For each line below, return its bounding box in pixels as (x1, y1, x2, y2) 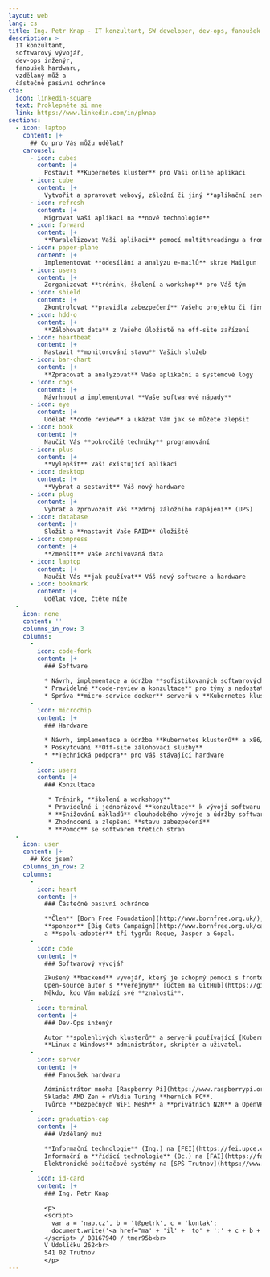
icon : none (22, 610, 59, 618)
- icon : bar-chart (29, 355, 92, 364)
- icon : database (29, 512, 88, 521)
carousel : (22, 146, 56, 154)
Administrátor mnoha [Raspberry (43, 1085, 153, 1094)
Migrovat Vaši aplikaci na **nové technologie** (43, 214, 211, 222)
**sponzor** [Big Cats (43, 922, 121, 930)
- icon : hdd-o (29, 310, 78, 318)
